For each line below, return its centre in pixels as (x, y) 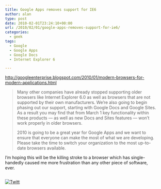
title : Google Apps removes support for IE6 (51, 9)
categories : (17, 32)
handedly (15, 163)
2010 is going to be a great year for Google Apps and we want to (81, 132)
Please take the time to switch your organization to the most (77, 143)
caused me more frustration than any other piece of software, (86, 163)
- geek (16, 37)
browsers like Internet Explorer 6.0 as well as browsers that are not (84, 97)
